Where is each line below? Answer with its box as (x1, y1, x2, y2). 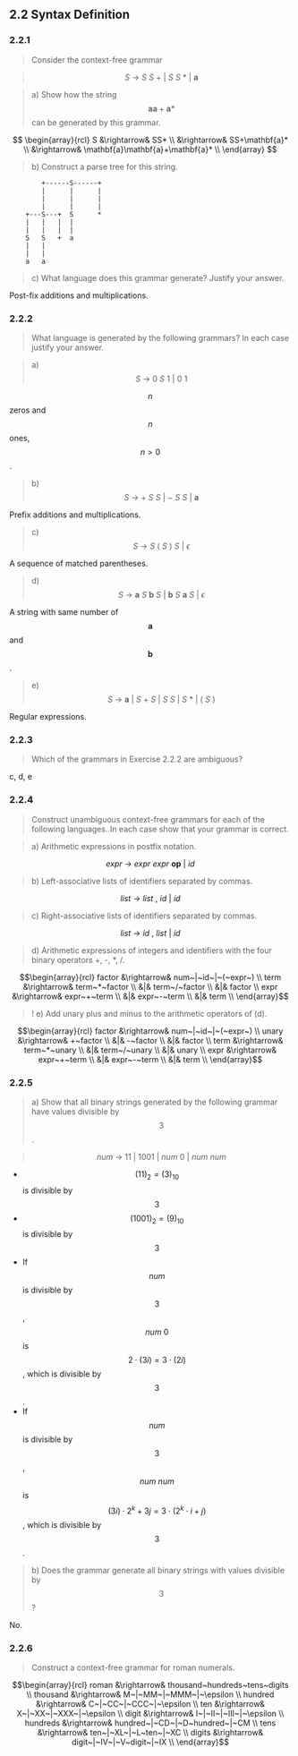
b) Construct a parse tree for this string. (30, 161, 178, 172)
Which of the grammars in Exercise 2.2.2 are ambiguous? (30, 754, 243, 764)
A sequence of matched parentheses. (9, 558, 149, 568)
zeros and (9, 405, 47, 415)
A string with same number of (9, 606, 119, 617)
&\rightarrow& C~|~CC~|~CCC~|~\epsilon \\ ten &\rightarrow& (35, 1699, 266, 1709)
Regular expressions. (9, 711, 87, 721)
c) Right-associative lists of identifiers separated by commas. (30, 910, 258, 921)
